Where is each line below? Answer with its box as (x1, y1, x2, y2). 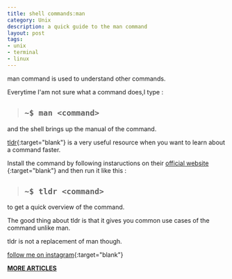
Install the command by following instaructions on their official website (7, 159, 209, 167)
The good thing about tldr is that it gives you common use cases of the (7, 217, 210, 225)
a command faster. (7, 145, 61, 153)
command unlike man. (7, 223, 71, 232)
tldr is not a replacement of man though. (7, 237, 123, 246)
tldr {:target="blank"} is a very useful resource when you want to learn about (7, 138, 226, 146)
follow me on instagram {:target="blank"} (7, 251, 124, 259)
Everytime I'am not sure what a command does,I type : (7, 87, 164, 96)
